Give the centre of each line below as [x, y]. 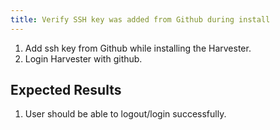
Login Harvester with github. [83, 58]
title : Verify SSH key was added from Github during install [140, 19]
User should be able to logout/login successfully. [125, 114]
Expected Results [66, 90]
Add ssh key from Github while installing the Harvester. [138, 48]
